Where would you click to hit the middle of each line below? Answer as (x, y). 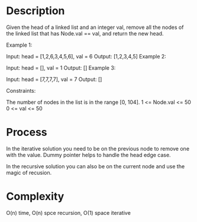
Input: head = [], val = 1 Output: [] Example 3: (61, 68)
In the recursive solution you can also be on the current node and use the (96, 166)
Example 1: (19, 45)
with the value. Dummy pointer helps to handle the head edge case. (88, 155)
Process (27, 133)
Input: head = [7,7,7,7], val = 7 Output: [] (54, 79)
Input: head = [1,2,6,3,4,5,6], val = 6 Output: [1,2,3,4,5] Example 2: (86, 56)
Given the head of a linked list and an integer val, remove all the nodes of (95, 27)
